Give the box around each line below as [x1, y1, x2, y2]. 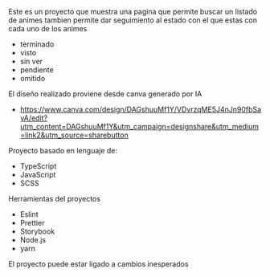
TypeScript [19, 161, 57, 171]
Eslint [19, 210, 39, 219]
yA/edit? [19, 113, 48, 123]
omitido [19, 74, 46, 83]
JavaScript [19, 170, 56, 179]
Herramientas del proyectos [8, 194, 100, 203]
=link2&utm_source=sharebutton [19, 130, 129, 140]
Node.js [19, 235, 47, 244]
